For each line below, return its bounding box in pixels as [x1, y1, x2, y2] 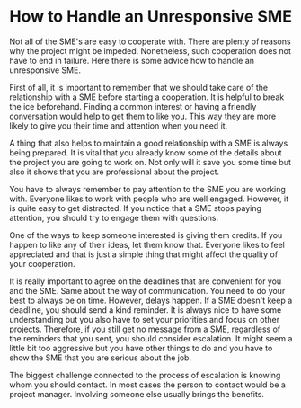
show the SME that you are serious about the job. [9, 352, 191, 363]
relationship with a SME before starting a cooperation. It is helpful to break [9, 92, 285, 102]
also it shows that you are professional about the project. [9, 166, 220, 177]
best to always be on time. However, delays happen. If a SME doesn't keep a [9, 295, 293, 306]
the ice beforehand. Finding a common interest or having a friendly [9, 101, 257, 111]
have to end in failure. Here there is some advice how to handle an [9, 55, 254, 66]
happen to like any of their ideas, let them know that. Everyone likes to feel [9, 239, 286, 250]
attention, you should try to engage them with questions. [9, 212, 218, 223]
